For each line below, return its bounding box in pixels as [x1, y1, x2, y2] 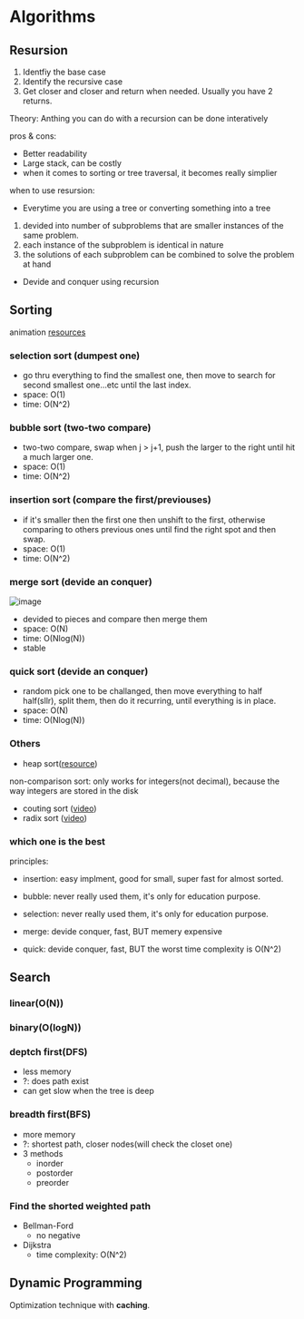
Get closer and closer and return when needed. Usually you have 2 [22, 86, 274, 96]
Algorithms [9, 6, 96, 27]
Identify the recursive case [22, 76, 123, 87]
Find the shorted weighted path [9, 1199, 152, 1212]
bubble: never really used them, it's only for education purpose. [22, 891, 261, 902]
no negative [35, 1230, 81, 1241]
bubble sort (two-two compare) [9, 422, 152, 435]
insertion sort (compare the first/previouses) [9, 493, 211, 506]
